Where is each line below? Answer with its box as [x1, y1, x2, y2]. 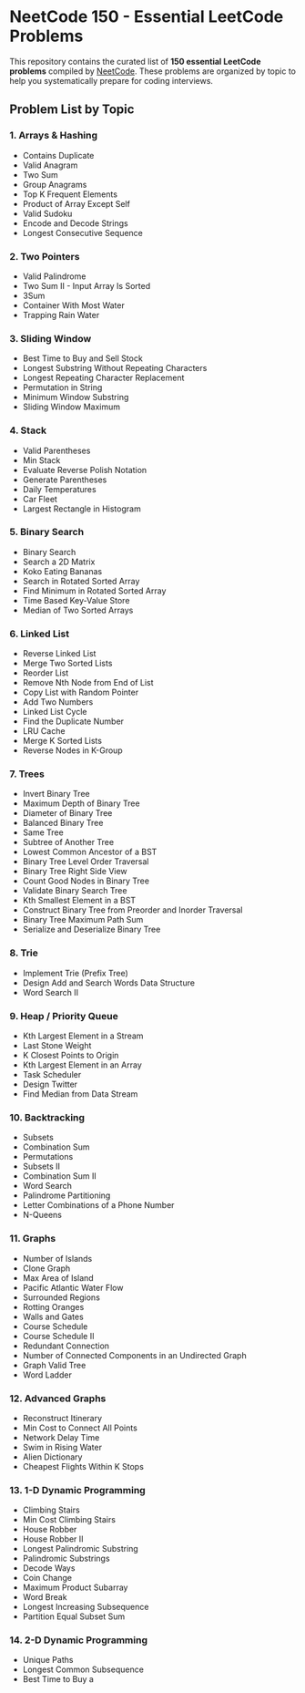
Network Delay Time [22, 1431, 100, 1442]
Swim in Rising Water [22, 1441, 103, 1452]
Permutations [22, 1151, 74, 1162]
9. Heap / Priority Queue [9, 1009, 118, 1022]
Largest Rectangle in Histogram [22, 503, 141, 514]
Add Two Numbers [22, 697, 94, 707]
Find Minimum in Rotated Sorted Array [22, 585, 167, 596]
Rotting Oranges [22, 1301, 85, 1312]
